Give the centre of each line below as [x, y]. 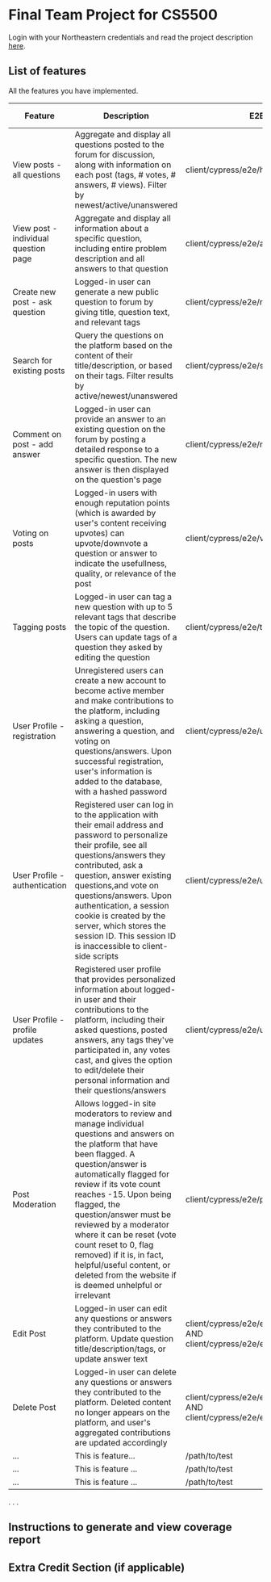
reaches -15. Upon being [123, 1194]
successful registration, [119, 761]
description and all [110, 258]
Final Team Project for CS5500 [113, 15]
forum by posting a [110, 439]
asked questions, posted [121, 1030]
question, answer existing [123, 875]
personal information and [122, 1080]
